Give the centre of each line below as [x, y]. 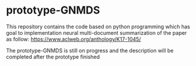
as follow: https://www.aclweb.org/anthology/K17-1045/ [74, 39]
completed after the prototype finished [53, 57]
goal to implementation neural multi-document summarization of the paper [97, 32]
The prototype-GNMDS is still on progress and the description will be [90, 50]
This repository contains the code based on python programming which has [98, 27]
